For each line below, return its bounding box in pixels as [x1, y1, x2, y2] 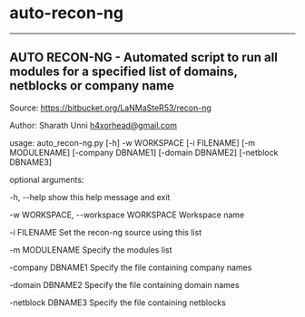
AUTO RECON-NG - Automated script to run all [9, 50, 279, 65]
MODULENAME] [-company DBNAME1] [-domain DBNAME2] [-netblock [9, 147, 279, 158]
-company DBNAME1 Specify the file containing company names [9, 262, 252, 273]
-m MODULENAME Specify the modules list [9, 244, 172, 255]
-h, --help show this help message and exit [9, 191, 171, 202]
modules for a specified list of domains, [9, 64, 238, 80]
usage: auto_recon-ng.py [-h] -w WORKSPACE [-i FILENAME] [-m [9, 137, 256, 148]
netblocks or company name [9, 78, 175, 93]
